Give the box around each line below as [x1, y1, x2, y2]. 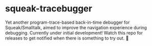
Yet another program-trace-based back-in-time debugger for [5, 19, 130, 25]
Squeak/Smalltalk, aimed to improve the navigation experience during [5, 24, 147, 30]
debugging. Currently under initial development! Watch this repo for [5, 30, 143, 36]
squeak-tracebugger [5, 3, 93, 14]
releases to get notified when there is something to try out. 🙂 [5, 35, 129, 41]
